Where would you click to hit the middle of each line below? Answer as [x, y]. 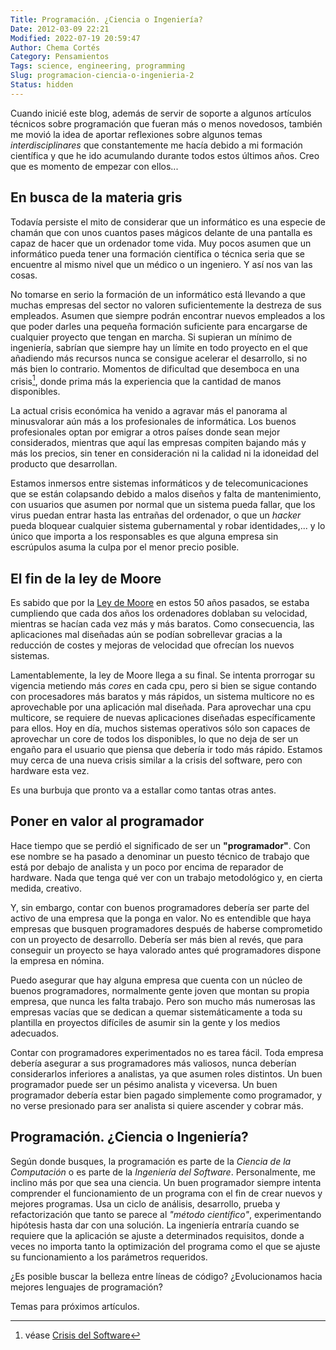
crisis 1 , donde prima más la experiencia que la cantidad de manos [146, 380]
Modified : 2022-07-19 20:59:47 [75, 38]
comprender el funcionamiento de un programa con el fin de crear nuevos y [166, 1193]
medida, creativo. [46, 888]
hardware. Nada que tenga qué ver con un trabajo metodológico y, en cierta [166, 877]
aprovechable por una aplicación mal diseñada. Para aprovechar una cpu [161, 707]
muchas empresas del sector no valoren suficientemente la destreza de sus [166, 305]
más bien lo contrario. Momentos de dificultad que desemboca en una [155, 368]
